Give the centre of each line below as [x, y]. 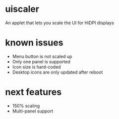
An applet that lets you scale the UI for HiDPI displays [59, 23]
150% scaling [26, 106]
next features [33, 92]
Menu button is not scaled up [42, 56]
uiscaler [22, 9]
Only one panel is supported [41, 61]
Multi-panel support [33, 111]
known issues [34, 43]
